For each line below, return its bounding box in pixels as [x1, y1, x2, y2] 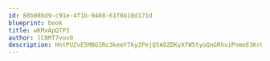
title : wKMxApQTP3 [8, 26, 70, 34]
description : [8, 41, 52, 49]
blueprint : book [8, 19, 63, 27]
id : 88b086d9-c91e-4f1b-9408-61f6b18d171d [8, 11, 153, 20]
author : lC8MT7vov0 [8, 33, 74, 42]
